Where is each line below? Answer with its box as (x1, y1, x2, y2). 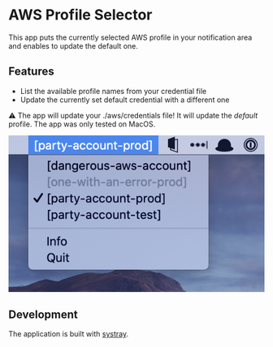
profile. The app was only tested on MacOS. (8, 119, 156, 129)
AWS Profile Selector (8, 6, 153, 24)
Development (8, 307, 79, 321)
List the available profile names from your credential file (19, 86, 207, 96)
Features (8, 65, 54, 79)
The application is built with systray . (8, 329, 128, 339)
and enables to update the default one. (8, 41, 138, 50)
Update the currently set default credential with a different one (19, 95, 230, 105)
